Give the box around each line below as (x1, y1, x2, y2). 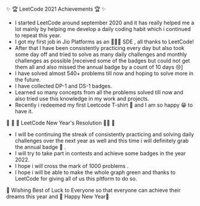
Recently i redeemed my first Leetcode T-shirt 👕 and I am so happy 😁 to (14, 101, 193, 108)
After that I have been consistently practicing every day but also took (14, 45, 185, 51)
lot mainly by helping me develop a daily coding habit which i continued (14, 26, 191, 32)
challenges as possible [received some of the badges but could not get (14, 57, 190, 64)
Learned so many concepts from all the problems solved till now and (14, 89, 183, 96)
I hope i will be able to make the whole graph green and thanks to (14, 169, 176, 176)
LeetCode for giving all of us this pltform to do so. (14, 175, 137, 182)
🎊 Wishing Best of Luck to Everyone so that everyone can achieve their (6, 187, 181, 193)
